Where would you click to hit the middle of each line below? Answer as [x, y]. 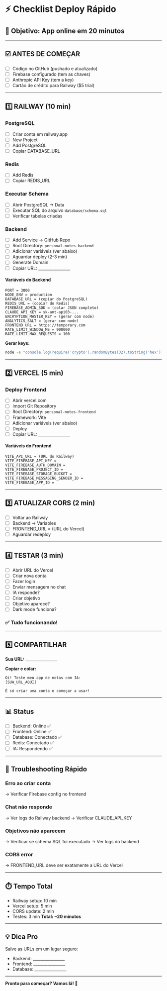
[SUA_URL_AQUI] [21, 682]
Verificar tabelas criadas [37, 216]
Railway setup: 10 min [35, 900]
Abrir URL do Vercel [33, 570]
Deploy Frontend [26, 390]
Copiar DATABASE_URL [36, 151]
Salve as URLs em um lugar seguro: [42, 949]
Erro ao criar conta [28, 783]
